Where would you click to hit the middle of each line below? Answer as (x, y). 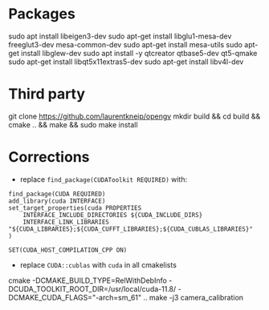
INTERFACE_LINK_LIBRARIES (66, 222)
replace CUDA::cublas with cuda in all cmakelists (98, 264)
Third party (47, 94)
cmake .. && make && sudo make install (73, 124)
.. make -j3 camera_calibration (193, 297)
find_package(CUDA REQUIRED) (57, 194)
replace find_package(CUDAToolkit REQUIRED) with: (104, 179)
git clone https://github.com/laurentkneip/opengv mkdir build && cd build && (134, 116)
